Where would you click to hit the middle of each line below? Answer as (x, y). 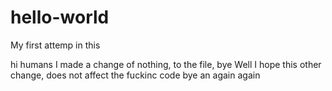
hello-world (60, 17)
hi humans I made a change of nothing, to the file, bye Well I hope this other (166, 64)
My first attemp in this (55, 45)
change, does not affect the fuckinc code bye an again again (135, 75)
